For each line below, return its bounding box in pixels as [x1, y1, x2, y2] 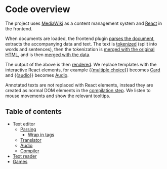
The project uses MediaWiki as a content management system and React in [5, 20, 162, 26]
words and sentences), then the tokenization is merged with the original [5, 46, 155, 52]
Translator [20, 137, 41, 143]
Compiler [20, 148, 39, 154]
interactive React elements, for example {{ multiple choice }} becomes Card [5, 67, 160, 73]
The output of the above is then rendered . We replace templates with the [5, 61, 157, 67]
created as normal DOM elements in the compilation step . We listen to [5, 87, 151, 93]
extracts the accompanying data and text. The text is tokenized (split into [5, 40, 157, 47]
